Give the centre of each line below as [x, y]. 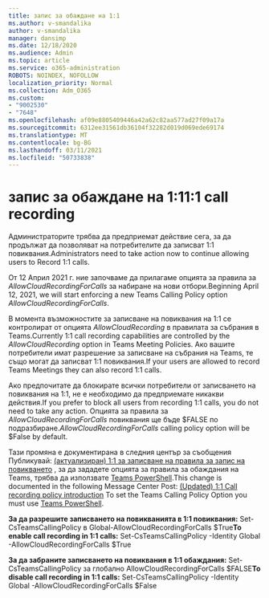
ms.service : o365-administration [64, 68]
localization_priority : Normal [61, 83]
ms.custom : [26, 98]
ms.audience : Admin [41, 53]
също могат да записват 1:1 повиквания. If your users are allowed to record [134, 361]
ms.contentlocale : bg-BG [50, 142]
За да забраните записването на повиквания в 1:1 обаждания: [118, 560]
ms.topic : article [39, 61]
